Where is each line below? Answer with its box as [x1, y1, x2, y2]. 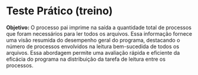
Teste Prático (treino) [6, 4, 113, 18]
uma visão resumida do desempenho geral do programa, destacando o [6, 36, 180, 43]
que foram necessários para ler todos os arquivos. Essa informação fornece [6, 30, 192, 37]
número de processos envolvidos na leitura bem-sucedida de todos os [6, 43, 180, 50]
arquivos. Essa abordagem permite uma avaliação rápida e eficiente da [6, 49, 180, 56]
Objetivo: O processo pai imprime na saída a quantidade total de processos [6, 24, 192, 31]
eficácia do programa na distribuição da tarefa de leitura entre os [6, 55, 166, 62]
